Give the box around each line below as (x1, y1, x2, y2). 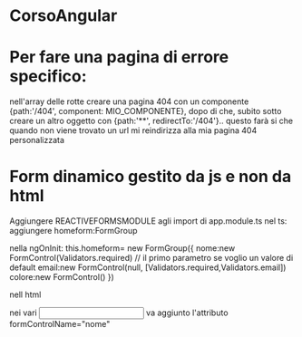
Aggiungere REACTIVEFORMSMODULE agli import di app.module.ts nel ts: (9, 216, 287, 226)
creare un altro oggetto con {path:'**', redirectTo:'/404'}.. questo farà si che (9, 115, 293, 127)
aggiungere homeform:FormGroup (9, 226, 138, 236)
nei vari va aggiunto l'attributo (9, 307, 229, 318)
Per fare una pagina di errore (9, 47, 229, 68)
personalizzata (9, 135, 65, 146)
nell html (9, 289, 42, 300)
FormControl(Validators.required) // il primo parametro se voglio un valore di (9, 253, 294, 264)
